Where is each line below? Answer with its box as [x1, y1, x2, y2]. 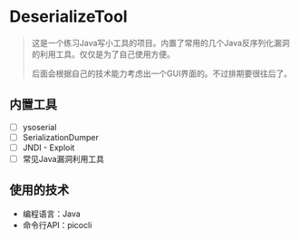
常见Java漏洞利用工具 [22, 153, 105, 164]
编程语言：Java [22, 208, 82, 219]
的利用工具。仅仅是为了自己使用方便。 [31, 48, 175, 60]
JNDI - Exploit [22, 142, 75, 153]
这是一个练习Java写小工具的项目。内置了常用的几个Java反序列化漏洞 [31, 37, 290, 48]
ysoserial [22, 121, 57, 132]
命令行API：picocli [22, 219, 92, 230]
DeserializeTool [9, 6, 129, 27]
